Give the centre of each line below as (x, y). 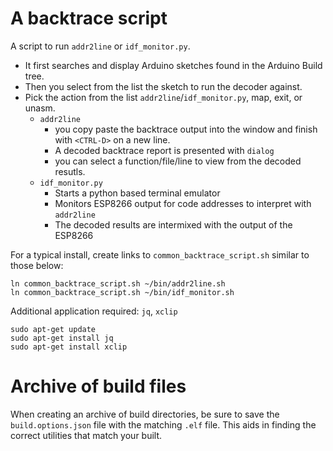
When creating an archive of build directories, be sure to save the (145, 414)
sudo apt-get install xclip (69, 347)
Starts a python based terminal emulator (137, 193)
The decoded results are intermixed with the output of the (173, 224)
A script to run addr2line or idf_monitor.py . (100, 46)
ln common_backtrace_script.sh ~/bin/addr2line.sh (118, 283)
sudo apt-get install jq (62, 338)
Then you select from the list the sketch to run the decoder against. (163, 86)
